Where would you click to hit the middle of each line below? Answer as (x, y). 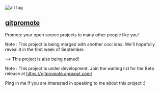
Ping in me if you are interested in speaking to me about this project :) (75, 83)
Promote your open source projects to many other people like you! (72, 35)
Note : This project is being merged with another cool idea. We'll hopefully (80, 44)
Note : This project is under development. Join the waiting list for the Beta (80, 68)
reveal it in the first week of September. (45, 49)
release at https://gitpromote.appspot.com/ (49, 73)
